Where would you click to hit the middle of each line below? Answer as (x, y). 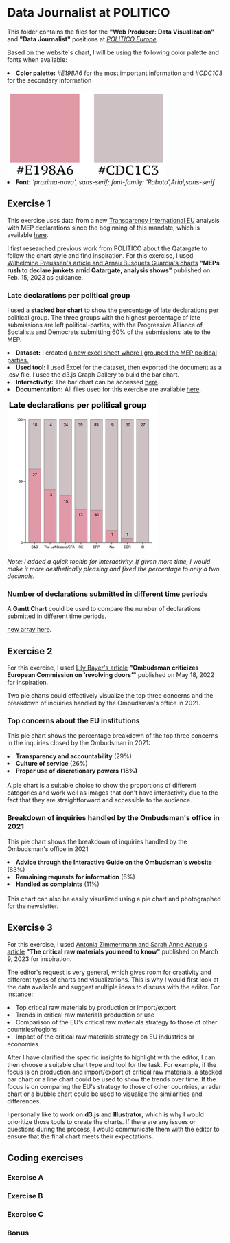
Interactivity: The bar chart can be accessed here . (88, 382)
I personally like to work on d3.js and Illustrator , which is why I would (106, 1114)
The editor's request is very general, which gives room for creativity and (109, 972)
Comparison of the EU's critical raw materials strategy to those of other (117, 1022)
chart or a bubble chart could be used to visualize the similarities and (105, 1094)
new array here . (30, 630)
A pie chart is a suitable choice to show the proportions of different (102, 786)
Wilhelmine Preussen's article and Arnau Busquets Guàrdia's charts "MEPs (113, 263)
